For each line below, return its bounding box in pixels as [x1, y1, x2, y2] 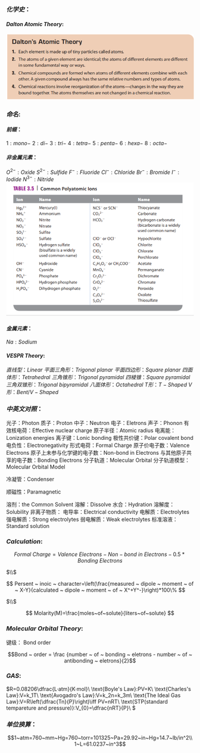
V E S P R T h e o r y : [6, 352, 45, 360]
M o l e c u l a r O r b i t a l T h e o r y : [6, 624, 83, 633]
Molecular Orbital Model [6, 463, 65, 470]
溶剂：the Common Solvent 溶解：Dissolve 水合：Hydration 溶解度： [6, 501, 175, 508]
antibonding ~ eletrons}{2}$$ [64, 657, 136, 664]
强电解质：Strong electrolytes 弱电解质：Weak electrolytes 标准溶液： [6, 515, 179, 523]
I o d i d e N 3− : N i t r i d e [6, 174, 54, 183]
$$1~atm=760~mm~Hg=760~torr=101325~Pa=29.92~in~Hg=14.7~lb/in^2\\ [7, 734, 193, 742]
